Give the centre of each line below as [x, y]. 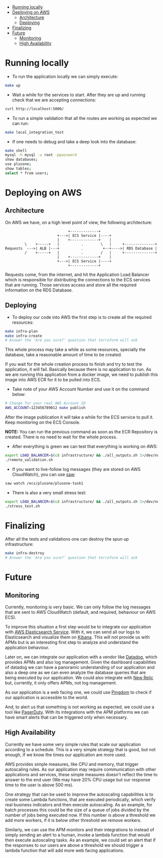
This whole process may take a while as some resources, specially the [75, 350]
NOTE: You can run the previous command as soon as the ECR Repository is [81, 432]
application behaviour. [27, 647]
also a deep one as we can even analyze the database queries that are [76, 673]
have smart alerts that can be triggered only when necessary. [66, 717]
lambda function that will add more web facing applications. [65, 850]
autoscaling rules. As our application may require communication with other [81, 769]
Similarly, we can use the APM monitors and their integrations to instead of [80, 829]
